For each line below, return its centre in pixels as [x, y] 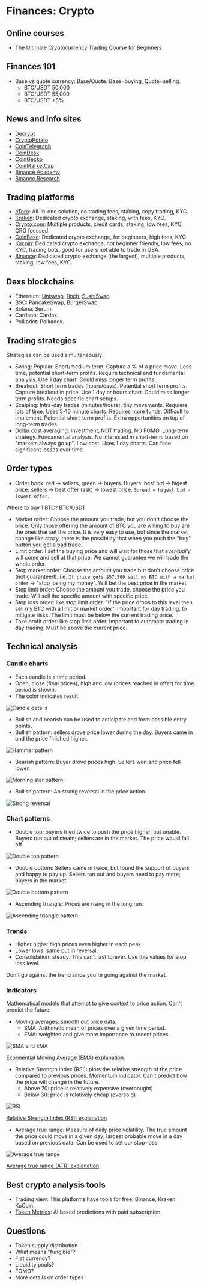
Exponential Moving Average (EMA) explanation [65, 1058]
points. [23, 726]
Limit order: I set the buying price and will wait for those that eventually [103, 551]
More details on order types [49, 1277]
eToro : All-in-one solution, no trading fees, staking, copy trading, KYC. [102, 212]
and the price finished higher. [51, 738]
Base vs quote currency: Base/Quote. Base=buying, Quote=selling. [98, 81]
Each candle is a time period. [51, 677]
